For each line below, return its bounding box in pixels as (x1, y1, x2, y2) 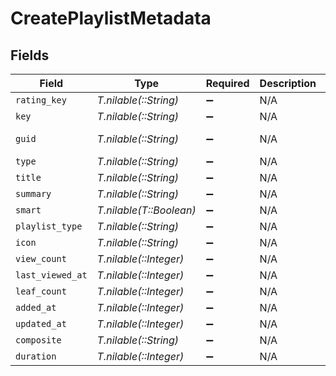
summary (15, 188, 52, 199)
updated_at (15, 318, 67, 329)
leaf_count (15, 286, 67, 297)
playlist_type (15, 221, 83, 232)
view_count (15, 253, 67, 264)
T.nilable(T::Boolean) (96, 203, 197, 217)
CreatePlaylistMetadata (10, 7, 212, 30)
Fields (10, 47, 50, 64)
